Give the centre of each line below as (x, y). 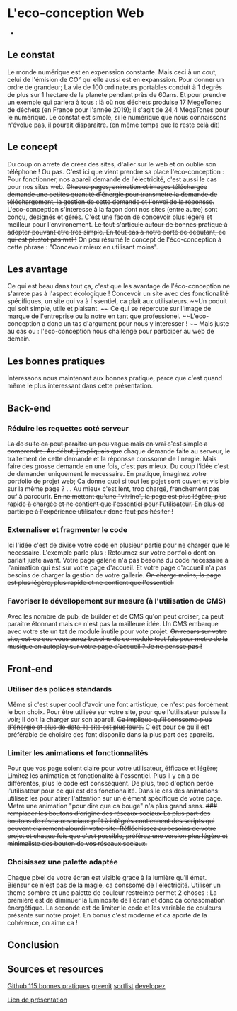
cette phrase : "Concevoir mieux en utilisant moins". (83, 247)
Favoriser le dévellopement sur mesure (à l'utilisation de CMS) (117, 601)
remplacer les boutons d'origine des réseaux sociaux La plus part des (109, 813)
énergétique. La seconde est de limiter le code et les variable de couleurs (114, 908)
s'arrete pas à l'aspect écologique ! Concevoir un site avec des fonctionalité (118, 294)
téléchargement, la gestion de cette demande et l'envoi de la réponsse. (111, 202)
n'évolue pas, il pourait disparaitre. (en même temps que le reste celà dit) (114, 125)
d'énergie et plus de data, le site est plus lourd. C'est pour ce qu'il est (109, 727)
